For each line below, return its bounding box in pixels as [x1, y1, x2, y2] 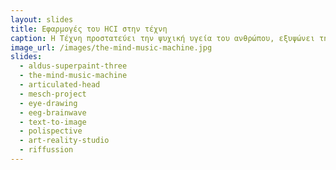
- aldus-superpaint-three [19, 61, 128, 71]
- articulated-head [19, 80, 101, 90]
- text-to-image [19, 117, 87, 127]
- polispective [19, 126, 83, 136]
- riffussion [19, 145, 74, 155]
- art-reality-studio [19, 136, 110, 146]
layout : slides [10, 14, 74, 25]
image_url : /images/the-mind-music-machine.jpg [10, 42, 213, 53]
